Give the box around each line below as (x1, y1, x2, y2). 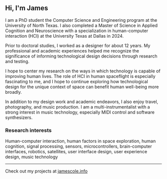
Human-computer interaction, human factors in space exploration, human (5, 138, 156, 144)
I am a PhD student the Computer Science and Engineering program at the (5, 17, 158, 23)
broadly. (5, 89, 22, 95)
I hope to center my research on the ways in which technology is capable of (5, 68, 161, 74)
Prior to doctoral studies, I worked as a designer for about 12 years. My (5, 42, 151, 49)
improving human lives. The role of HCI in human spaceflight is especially (5, 73, 156, 79)
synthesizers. (5, 114, 33, 120)
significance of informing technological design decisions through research (5, 53, 158, 59)
